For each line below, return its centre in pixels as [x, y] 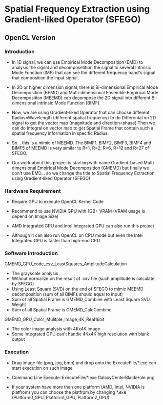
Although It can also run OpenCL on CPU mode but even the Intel [77, 235]
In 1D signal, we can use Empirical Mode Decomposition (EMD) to [77, 62]
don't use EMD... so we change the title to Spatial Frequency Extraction [83, 173]
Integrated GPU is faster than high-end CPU [56, 241]
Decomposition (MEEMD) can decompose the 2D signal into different [81, 98]
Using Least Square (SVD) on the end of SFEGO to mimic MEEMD [77, 289]
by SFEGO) [23, 284]
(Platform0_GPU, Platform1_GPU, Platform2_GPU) [61, 397]
